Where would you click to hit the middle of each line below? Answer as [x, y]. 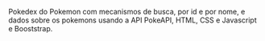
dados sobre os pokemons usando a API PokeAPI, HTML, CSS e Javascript [133, 20]
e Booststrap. [31, 29]
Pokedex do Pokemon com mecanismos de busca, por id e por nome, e [127, 12]
